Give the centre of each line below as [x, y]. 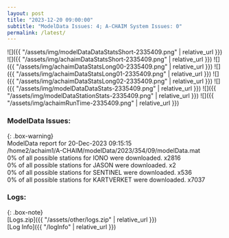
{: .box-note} [25, 212]
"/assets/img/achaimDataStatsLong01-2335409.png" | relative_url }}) [114, 74]
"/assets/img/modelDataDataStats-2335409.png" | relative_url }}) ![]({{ [116, 88]
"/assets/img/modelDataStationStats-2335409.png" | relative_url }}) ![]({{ [110, 96]
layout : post [26, 13]
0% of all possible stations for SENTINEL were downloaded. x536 [99, 172]
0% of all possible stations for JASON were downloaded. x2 [92, 165]
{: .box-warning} [30, 136]
